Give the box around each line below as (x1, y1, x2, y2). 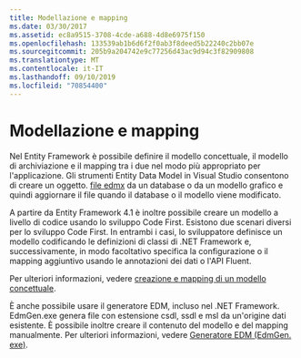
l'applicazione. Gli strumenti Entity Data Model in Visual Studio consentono (9, 169, 289, 180)
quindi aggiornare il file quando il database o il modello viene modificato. (9, 189, 282, 200)
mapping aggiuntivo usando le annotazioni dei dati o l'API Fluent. (9, 255, 252, 266)
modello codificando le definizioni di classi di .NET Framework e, (9, 236, 252, 247)
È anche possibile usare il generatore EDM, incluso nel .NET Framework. (9, 300, 280, 311)
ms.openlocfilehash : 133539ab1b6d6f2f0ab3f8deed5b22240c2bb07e (9, 38, 255, 48)
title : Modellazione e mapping (9, 13, 128, 23)
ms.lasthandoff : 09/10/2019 (9, 73, 116, 82)
